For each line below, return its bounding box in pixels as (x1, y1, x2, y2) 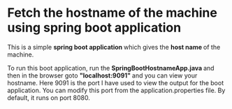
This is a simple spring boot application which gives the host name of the (7, 43, 221, 51)
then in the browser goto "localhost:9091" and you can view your (7, 71, 198, 80)
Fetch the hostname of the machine (7, 5, 218, 21)
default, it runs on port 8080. (7, 93, 91, 102)
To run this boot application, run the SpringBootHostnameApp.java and (7, 64, 215, 72)
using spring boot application (7, 20, 182, 36)
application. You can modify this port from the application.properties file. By (7, 86, 226, 94)
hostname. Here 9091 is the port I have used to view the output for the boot (7, 78, 224, 87)
